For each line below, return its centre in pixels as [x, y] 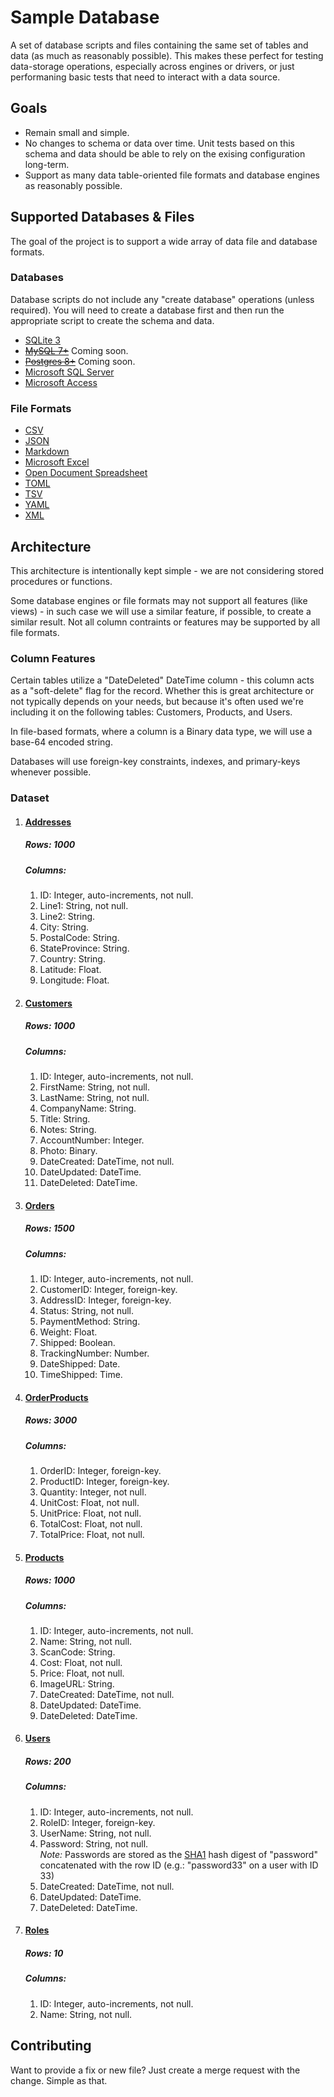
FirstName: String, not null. [95, 1087]
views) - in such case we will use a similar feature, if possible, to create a [161, 611]
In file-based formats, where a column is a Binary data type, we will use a [161, 732]
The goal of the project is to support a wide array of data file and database [164, 241]
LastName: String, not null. [94, 1098]
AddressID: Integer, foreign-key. [105, 1300]
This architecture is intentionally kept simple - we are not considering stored [167, 570]
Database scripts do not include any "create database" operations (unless [162, 299]
